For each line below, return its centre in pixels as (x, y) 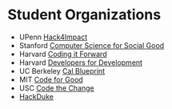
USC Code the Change (57, 88)
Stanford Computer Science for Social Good (92, 45)
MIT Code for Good (51, 79)
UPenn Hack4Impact (53, 37)
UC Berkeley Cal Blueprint (62, 71)
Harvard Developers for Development (81, 63)
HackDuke (36, 96)
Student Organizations (84, 15)
